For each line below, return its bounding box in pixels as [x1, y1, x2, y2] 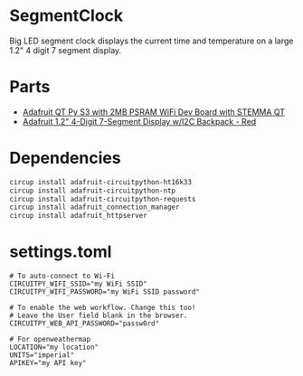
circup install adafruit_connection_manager [9, 202, 180, 212]
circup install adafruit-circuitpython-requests [9, 194, 196, 203]
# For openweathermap [9, 335, 91, 344]
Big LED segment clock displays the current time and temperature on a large [9, 35, 294, 46]
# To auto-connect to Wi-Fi [9, 272, 116, 281]
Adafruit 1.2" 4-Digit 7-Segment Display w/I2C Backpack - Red [22, 116, 257, 127]
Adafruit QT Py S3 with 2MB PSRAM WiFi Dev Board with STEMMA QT [22, 106, 286, 117]
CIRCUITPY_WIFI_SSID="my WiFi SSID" [9, 279, 147, 289]
